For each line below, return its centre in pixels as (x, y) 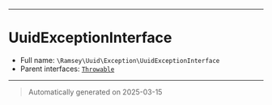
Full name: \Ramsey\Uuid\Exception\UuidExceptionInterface (120, 60)
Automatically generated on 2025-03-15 (95, 92)
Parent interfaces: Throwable (67, 69)
